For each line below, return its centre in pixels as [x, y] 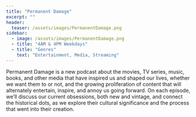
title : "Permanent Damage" [39, 11]
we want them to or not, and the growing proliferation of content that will [94, 84]
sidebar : [17, 33]
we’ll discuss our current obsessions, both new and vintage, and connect [94, 97]
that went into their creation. [40, 109]
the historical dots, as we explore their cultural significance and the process [98, 102]
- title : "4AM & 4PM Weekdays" [50, 44]
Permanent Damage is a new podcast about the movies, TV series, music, [95, 71]
